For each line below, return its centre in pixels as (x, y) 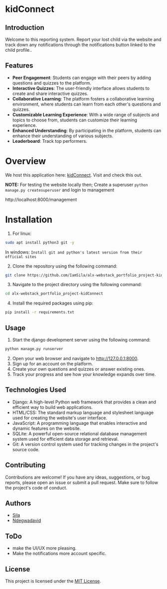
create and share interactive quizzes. (50, 94)
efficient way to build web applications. (52, 407)
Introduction (25, 28)
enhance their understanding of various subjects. (63, 136)
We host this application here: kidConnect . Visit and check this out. (74, 175)
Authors (18, 503)
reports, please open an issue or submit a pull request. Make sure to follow (82, 482)
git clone (15, 275)
